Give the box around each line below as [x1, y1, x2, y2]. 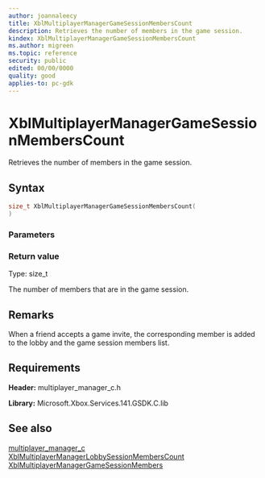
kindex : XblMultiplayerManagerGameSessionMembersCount [8, 34, 197, 43]
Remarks [8, 308, 55, 322]
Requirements [8, 361, 81, 375]
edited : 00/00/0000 [8, 64, 74, 73]
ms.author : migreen [8, 42, 74, 50]
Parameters [8, 229, 55, 240]
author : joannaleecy [8, 11, 78, 20]
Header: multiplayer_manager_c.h [8, 382, 122, 392]
